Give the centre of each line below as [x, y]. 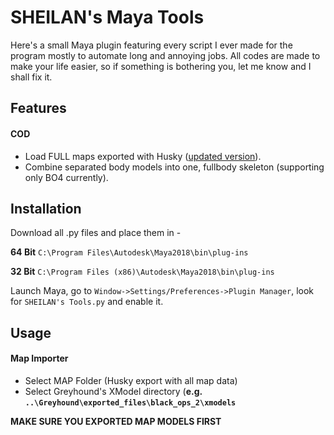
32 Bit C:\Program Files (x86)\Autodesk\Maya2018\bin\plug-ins [142, 272]
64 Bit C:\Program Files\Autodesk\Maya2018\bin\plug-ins [129, 252]
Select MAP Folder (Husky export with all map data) [131, 380]
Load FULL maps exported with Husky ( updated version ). [143, 156]
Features [38, 108]
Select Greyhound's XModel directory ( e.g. [113, 391]
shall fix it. [31, 77]
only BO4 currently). [66, 177]
